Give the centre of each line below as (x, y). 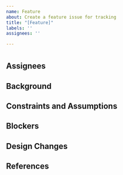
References (28, 166)
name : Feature (23, 11)
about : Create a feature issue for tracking (61, 17)
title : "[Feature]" (30, 22)
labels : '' (19, 28)
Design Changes (37, 146)
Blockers (23, 126)
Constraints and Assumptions (62, 106)
